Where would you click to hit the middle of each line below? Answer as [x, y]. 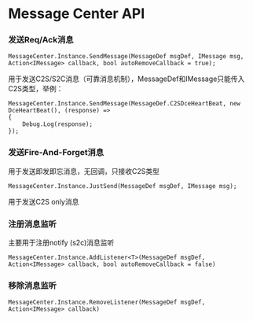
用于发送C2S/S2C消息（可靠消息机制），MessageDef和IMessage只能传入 [126, 79]
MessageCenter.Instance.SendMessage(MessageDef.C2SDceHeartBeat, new [125, 104]
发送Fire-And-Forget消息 [56, 153]
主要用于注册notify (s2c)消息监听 [61, 243]
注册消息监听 [33, 223]
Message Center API [77, 14]
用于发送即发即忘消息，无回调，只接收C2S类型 [84, 171]
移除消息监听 [33, 286]
